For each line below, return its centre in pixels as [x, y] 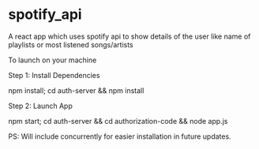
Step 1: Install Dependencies [54, 75]
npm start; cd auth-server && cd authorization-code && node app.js [118, 121]
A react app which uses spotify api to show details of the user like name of [129, 36]
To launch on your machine [53, 60]
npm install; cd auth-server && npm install [76, 90]
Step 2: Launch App [40, 106]
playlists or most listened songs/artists [71, 44]
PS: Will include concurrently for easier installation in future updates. [120, 136]
